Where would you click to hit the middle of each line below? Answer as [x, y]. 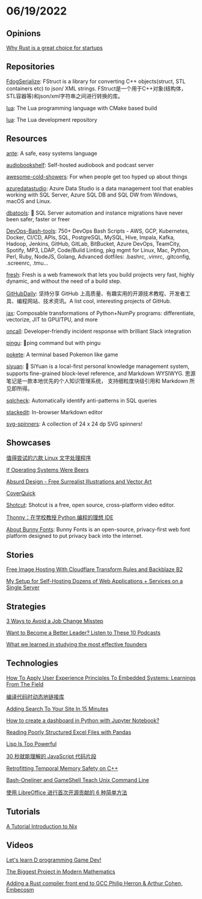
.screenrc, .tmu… [27, 263]
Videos [20, 845]
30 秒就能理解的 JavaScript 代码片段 [51, 756]
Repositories [31, 67]
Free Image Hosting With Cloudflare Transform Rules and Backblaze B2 [95, 569]
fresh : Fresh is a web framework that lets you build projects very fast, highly [100, 274]
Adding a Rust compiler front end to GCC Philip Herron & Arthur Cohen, [94, 883]
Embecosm [20, 889]
